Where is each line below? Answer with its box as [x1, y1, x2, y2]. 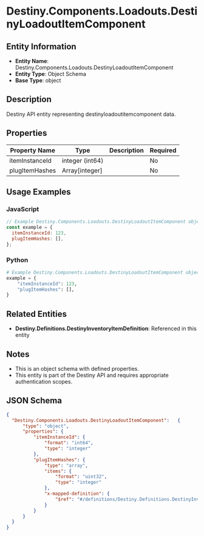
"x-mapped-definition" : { [44, 490, 110, 497]
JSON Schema [6, 396, 63, 406]
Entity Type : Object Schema [15, 70, 87, 77]
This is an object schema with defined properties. [15, 365, 140, 372]
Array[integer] [61, 166, 103, 174]
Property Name [10, 146, 56, 154]
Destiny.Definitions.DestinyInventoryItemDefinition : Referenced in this [15, 325, 197, 332]
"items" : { [44, 468, 72, 474]
